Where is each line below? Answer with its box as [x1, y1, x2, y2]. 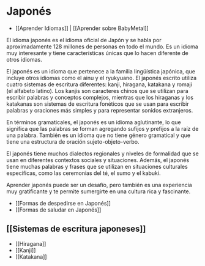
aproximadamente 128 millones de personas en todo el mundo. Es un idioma [6, 43, 199, 50]
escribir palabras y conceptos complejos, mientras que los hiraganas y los [6, 94, 194, 101]
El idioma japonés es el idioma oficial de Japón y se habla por [6, 36, 162, 43]
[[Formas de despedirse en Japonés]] [15, 199, 111, 207]
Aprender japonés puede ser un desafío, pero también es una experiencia [6, 181, 193, 188]
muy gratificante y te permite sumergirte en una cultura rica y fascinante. [6, 188, 191, 195]
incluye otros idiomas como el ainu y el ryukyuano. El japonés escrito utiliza [6, 74, 197, 81]
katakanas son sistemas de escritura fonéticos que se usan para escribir [6, 100, 189, 108]
